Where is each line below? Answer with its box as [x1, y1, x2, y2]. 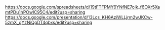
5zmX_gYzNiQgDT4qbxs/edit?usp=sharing [5, 19, 92, 25]
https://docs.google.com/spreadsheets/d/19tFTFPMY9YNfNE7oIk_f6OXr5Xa [5, 4, 160, 10]
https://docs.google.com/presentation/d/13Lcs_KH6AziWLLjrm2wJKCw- [5, 15, 153, 20]
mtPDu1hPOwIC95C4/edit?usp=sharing [5, 9, 85, 15]
